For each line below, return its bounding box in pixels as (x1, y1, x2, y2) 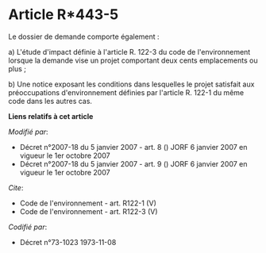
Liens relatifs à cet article (8, 111, 94, 121)
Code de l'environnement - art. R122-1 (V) (19, 198, 156, 208)
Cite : (8, 182, 24, 192)
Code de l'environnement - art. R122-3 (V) (19, 206, 158, 216)
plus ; (8, 63, 26, 73)
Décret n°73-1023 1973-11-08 (19, 237, 117, 247)
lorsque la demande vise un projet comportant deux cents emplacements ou (8, 56, 258, 65)
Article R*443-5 (8, 6, 119, 24)
